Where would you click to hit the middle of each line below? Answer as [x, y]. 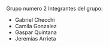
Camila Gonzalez [36, 26]
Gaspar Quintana [36, 32]
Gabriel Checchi [35, 20]
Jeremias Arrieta [35, 38]
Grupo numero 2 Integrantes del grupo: [54, 9]
